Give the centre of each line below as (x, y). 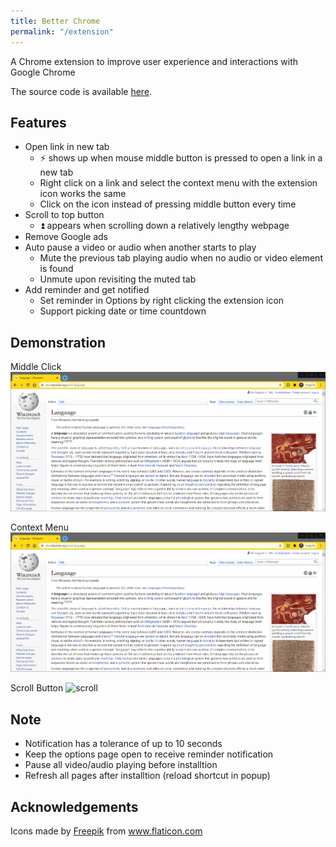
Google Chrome (43, 72)
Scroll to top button (64, 215)
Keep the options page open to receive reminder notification (149, 754)
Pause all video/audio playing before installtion (121, 765)
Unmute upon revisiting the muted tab (118, 279)
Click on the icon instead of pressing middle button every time (168, 204)
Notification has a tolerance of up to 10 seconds (123, 744)
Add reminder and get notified (87, 290)
